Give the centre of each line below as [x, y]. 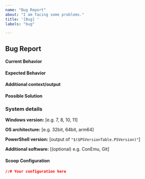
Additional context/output [33, 84]
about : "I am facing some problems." [45, 15]
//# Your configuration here [36, 171]
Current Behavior [24, 61]
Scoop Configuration [28, 160]
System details [24, 109]
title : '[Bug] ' [22, 19]
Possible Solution [24, 96]
